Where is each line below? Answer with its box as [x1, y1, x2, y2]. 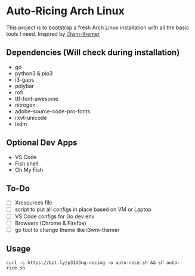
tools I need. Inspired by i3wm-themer [6, 30, 100, 37]
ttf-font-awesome [14, 95, 58, 102]
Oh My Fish [14, 166, 44, 173]
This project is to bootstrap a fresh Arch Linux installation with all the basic [6, 24, 190, 31]
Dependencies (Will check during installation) [6, 48, 180, 58]
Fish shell [14, 160, 39, 167]
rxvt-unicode [14, 114, 47, 121]
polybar [14, 82, 34, 89]
